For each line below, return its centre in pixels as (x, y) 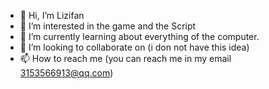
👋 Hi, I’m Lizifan (52, 15)
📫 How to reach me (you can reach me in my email (125, 58)
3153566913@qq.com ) (66, 73)
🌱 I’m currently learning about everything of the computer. (139, 36)
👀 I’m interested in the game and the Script (108, 26)
